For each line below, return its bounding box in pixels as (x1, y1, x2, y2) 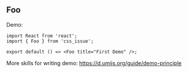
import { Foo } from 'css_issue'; (6, 38, 94, 44)
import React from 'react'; (6, 33, 78, 39)
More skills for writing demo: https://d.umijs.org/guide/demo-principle (6, 59, 182, 66)
